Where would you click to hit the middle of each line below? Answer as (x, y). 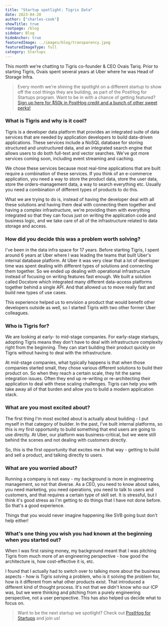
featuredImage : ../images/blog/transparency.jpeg (58, 43)
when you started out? (33, 540)
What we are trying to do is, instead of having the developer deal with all (80, 199)
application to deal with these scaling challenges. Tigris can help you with (81, 384)
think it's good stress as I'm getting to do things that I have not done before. (83, 500)
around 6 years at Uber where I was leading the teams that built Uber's (78, 255)
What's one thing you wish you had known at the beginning (79, 534)
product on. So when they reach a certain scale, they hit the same (73, 373)
